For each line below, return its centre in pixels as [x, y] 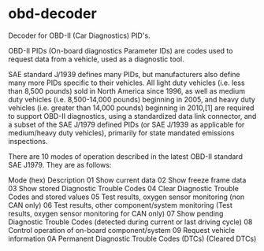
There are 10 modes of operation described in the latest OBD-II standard [125, 156]
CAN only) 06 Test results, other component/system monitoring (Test [120, 205]
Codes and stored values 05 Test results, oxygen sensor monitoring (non [126, 197]
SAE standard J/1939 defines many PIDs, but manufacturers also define [124, 74]
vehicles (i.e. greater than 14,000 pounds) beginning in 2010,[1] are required [131, 108]
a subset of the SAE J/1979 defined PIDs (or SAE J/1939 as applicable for [126, 124]
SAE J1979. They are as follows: [60, 164]
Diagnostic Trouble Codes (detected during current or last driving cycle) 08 [130, 222]
